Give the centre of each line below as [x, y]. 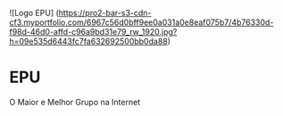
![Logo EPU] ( [34, 13]
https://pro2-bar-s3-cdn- [105, 13]
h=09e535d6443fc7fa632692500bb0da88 [88, 41]
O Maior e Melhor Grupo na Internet [75, 102]
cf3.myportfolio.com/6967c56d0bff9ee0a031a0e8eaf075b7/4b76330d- [141, 22]
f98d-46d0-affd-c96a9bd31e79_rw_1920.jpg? [93, 32]
